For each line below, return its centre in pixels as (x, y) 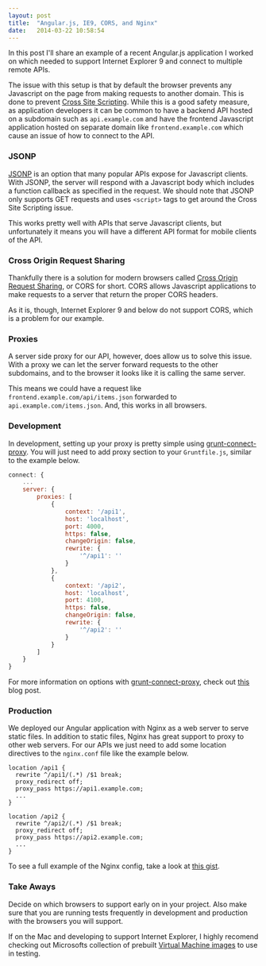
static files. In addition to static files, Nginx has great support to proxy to (126, 736)
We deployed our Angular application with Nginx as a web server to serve (129, 728)
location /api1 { (37, 768)
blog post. (25, 690)
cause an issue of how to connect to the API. (81, 136)
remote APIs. (29, 70)
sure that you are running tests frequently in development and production (128, 912)
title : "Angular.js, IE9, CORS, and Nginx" (83, 23)
